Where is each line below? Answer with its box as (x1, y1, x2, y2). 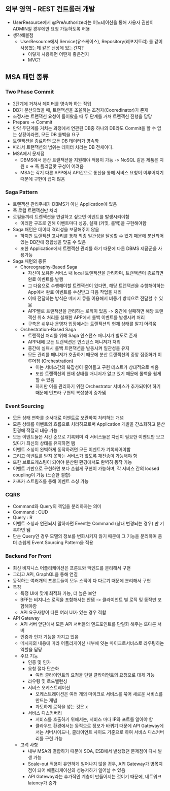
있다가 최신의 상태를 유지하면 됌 (12, 440, 75, 446)
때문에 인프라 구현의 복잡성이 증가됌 (35, 389, 107, 395)
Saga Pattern (5, 188, 38, 196)
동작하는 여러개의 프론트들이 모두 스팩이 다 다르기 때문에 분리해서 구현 (12, 577, 151, 583)
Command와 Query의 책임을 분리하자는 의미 (12, 503, 101, 510)
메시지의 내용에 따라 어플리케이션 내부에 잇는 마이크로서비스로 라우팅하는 (20, 640, 164, 646)
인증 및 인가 (27, 659, 51, 665)
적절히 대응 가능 (26, 427, 58, 433)
